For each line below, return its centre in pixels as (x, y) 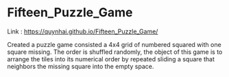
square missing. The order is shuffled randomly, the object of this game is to (115, 52)
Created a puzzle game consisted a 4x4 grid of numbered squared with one (114, 44)
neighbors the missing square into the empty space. (81, 66)
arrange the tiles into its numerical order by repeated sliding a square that (111, 59)
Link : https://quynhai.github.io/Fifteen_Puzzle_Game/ (83, 31)
